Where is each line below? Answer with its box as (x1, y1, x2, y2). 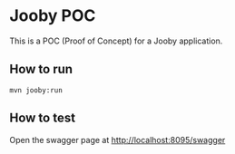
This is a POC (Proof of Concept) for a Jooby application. (9, 35, 223, 46)
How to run (9, 62, 73, 77)
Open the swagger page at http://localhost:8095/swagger (9, 134, 226, 145)
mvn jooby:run (9, 85, 64, 95)
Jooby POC (9, 5, 96, 26)
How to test (9, 111, 75, 126)
